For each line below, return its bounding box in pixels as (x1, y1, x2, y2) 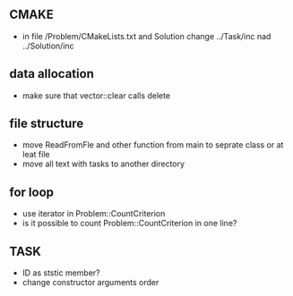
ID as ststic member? (22, 267, 100, 278)
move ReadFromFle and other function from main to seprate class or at (22, 140, 284, 150)
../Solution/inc (22, 40, 74, 51)
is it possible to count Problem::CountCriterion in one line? (22, 218, 237, 229)
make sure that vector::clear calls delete (22, 89, 171, 101)
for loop (9, 184, 54, 199)
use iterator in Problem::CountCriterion (22, 208, 166, 219)
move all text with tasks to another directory (22, 158, 185, 169)
